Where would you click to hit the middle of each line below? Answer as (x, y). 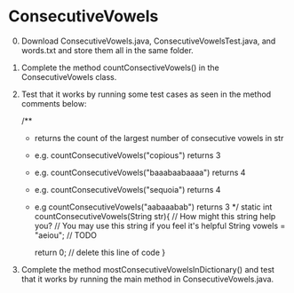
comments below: (54, 103)
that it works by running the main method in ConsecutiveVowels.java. (147, 279)
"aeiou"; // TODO (66, 235)
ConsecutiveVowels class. (69, 76)
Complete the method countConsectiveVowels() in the (120, 67)
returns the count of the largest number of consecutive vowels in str (159, 138)
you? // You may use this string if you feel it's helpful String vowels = (160, 226)
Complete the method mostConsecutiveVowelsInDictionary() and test (147, 269)
